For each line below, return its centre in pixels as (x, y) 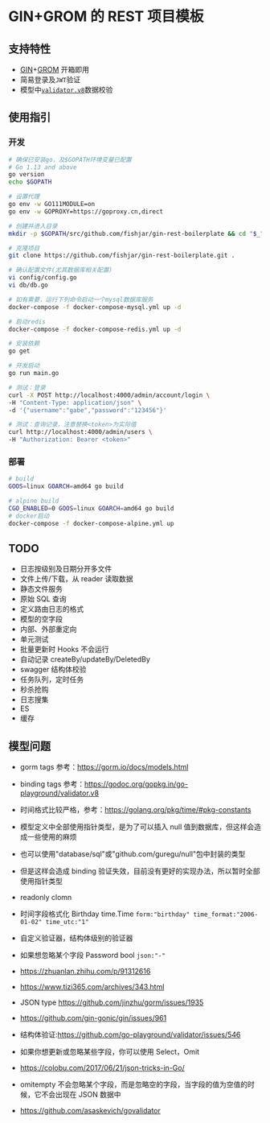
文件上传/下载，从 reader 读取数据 (76, 579)
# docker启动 (29, 516)
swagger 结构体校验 (53, 670)
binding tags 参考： (52, 784)
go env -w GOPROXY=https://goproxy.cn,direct (86, 211)
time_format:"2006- (225, 915)
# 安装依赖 (24, 344)
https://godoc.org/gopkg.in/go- (136, 784)
